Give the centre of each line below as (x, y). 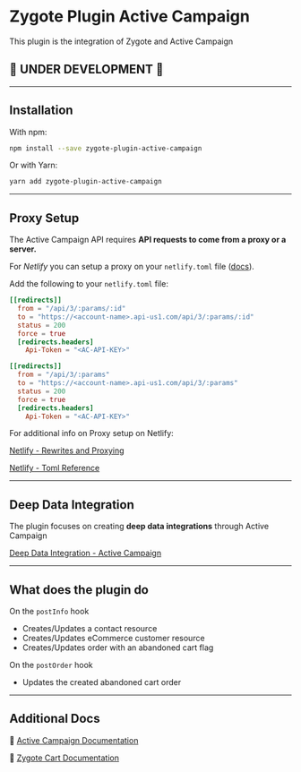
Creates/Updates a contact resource (90, 628)
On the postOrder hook (52, 665)
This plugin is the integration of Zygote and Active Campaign (121, 41)
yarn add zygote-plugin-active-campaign (86, 182)
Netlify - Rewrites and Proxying (67, 450)
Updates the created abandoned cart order (102, 682)
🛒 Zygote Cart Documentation (64, 758)
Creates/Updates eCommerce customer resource (113, 638)
